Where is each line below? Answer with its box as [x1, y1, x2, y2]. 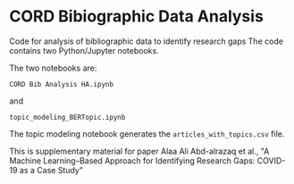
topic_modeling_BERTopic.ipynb [9, 113, 126, 121]
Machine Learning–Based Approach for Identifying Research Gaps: [9, 155, 256, 166]
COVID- [256, 155, 286, 166]
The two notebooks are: [9, 63, 97, 73]
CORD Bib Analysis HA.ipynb [9, 79, 114, 88]
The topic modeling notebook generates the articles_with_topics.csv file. [9, 128, 285, 139]
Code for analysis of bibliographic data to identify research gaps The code [9, 36, 284, 46]
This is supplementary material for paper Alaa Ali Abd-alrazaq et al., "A [9, 146, 270, 156]
